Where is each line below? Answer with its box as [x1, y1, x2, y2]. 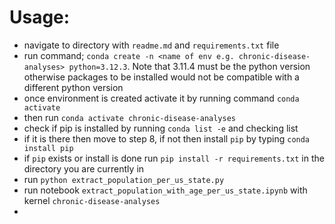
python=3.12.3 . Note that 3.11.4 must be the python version [68, 60, 311, 72]
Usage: [9, 6, 71, 29]
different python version [23, 81, 124, 93]
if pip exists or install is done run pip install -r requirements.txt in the [23, 152, 325, 164]
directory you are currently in [23, 162, 145, 175]
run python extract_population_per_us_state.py [23, 173, 225, 185]
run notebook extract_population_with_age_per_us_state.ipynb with [23, 184, 308, 196]
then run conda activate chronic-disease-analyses [23, 111, 236, 123]
